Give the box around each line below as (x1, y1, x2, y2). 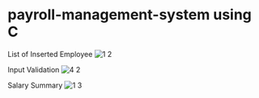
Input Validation (7, 64, 60, 74)
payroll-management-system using (7, 6, 253, 24)
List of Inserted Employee (7, 49, 93, 59)
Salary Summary (7, 80, 63, 90)
